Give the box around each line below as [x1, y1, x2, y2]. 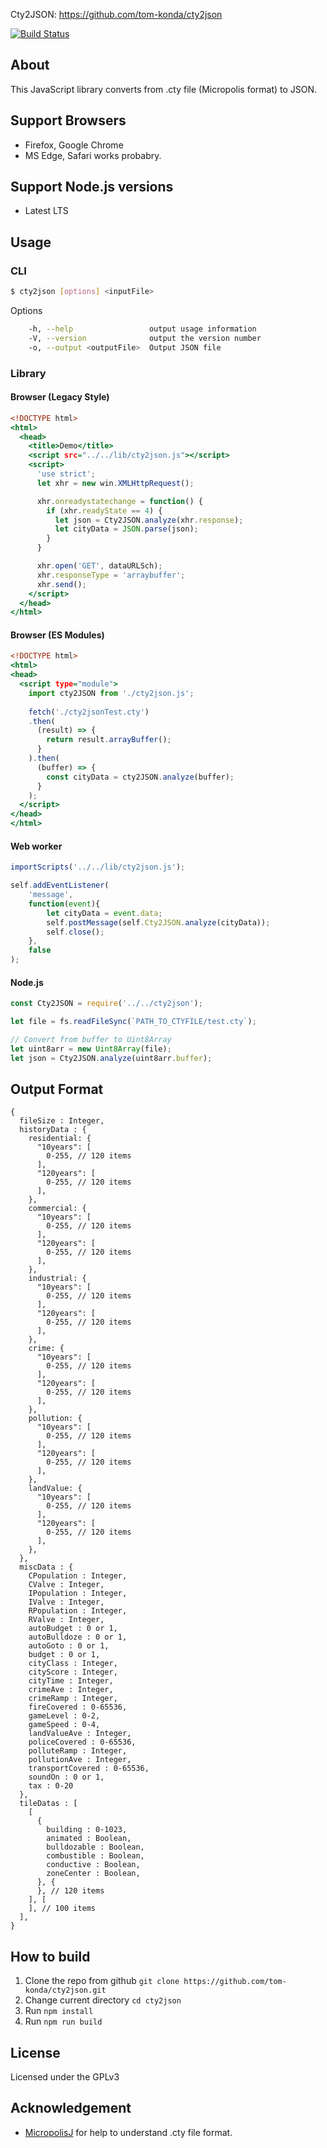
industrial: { [28, 1274, 87, 1284]
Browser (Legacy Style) [10, 391, 110, 403]
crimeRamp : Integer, [28, 1694, 118, 1704]
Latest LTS [24, 205, 69, 217]
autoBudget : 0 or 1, [28, 1624, 118, 1634]
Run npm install [24, 2005, 94, 2017]
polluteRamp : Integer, [28, 1746, 128, 1756]
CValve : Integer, [28, 1580, 105, 1590]
